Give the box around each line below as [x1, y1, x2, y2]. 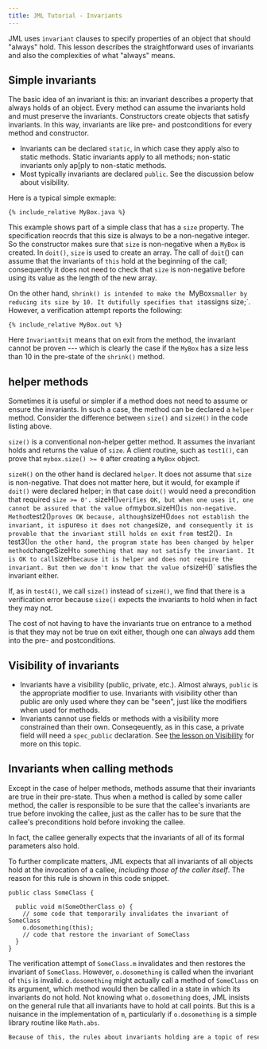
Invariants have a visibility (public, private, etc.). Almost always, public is [19, 680, 258, 690]
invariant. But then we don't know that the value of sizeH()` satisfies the [8, 562, 257, 572]
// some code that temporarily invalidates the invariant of [22, 910, 229, 918]
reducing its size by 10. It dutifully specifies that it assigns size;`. [8, 297, 251, 307]
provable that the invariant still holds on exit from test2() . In [8, 529, 233, 538]
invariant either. [8, 571, 60, 581]
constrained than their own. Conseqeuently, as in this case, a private [19, 722, 245, 732]
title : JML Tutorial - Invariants [8, 11, 123, 20]
